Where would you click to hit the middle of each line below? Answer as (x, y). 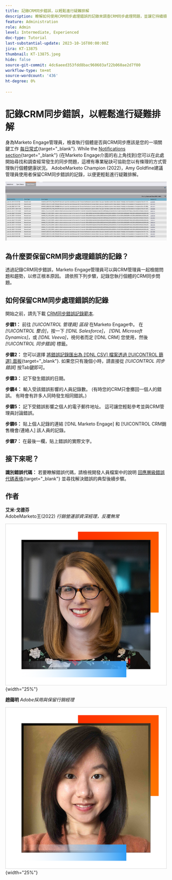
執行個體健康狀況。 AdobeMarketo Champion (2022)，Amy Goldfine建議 (86, 168)
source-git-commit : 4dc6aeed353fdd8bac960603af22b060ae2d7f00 (73, 65)
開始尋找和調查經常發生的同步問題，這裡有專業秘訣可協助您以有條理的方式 (84, 161)
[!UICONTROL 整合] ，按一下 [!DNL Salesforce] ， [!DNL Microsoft (74, 331)
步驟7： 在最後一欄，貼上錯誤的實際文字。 (50, 441)
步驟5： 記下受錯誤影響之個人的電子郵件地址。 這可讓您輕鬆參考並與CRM (83, 407)
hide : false (18, 60)
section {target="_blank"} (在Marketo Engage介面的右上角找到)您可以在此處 (85, 155)
